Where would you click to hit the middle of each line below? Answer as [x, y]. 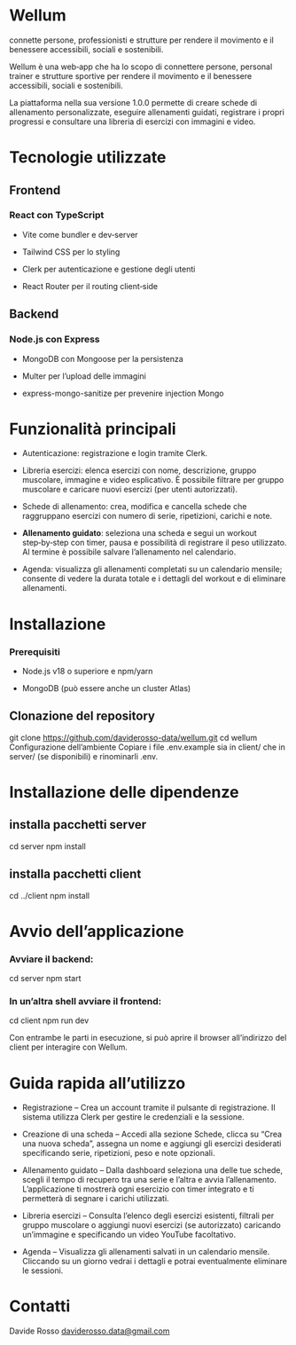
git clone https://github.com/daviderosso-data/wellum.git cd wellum [133, 737]
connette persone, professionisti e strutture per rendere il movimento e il [142, 40]
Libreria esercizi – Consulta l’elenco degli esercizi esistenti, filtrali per [148, 1215]
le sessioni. [43, 1270]
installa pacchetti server [78, 825]
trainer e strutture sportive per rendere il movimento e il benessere [131, 75]
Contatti [40, 1306]
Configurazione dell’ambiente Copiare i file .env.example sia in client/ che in [147, 747]
